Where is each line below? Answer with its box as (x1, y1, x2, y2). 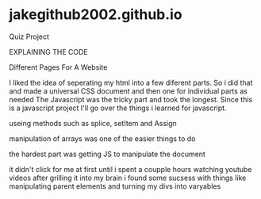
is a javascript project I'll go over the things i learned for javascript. (9, 103, 227, 113)
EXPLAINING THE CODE (9, 47, 88, 56)
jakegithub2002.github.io (9, 6, 182, 24)
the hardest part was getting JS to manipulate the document (9, 149, 205, 159)
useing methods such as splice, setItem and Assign (9, 118, 177, 128)
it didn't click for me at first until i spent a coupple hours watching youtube (9, 164, 252, 174)
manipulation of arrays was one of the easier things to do (9, 133, 196, 144)
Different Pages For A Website (9, 62, 108, 72)
